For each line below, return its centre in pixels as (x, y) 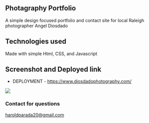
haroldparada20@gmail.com (35, 114)
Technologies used (36, 41)
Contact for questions (33, 104)
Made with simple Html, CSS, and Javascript (51, 53)
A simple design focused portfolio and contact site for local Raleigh (75, 20)
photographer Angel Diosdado (36, 26)
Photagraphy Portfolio (41, 8)
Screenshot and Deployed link (53, 70)
